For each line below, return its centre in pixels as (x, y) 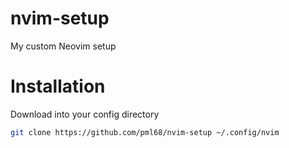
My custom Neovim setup (63, 46)
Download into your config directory (85, 114)
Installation (58, 86)
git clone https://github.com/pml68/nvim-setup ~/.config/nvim (145, 132)
